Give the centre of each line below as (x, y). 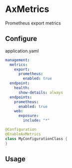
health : (22, 88)
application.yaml (22, 50)
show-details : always (41, 92)
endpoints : (21, 97)
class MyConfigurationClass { (36, 138)
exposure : (28, 116)
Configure (21, 39)
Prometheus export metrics (33, 23)
